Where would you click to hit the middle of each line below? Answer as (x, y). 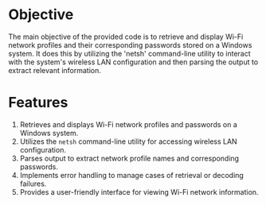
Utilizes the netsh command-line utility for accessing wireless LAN (128, 141)
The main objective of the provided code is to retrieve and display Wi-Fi (126, 37)
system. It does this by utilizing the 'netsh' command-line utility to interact (129, 53)
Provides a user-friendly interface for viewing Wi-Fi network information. (139, 191)
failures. (33, 184)
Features (38, 103)
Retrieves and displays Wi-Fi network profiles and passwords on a (128, 124)
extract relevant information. (55, 70)
